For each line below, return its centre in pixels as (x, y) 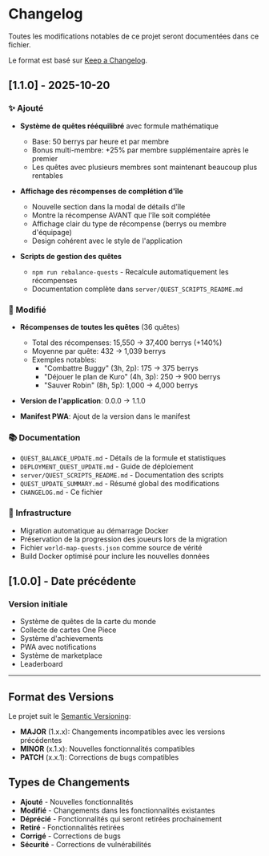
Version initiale (38, 604)
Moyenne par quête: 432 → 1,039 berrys (99, 351)
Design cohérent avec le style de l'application (107, 241)
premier (45, 158)
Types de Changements (69, 783)
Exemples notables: (64, 359)
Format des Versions (61, 697)
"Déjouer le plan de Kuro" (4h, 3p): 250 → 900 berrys (132, 376)
